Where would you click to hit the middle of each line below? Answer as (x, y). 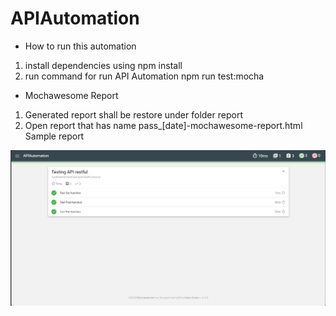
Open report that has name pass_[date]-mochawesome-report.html (163, 125)
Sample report (54, 136)
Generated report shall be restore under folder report (133, 114)
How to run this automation (80, 46)
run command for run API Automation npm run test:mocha (144, 76)
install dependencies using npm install (103, 65)
